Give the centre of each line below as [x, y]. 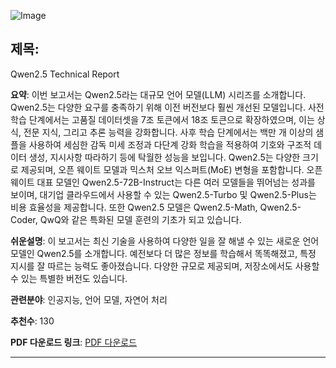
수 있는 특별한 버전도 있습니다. [69, 278]
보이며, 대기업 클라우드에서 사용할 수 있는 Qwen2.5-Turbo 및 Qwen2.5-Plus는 [163, 194]
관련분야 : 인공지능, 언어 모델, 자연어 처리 [89, 299]
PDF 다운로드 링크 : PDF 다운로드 [74, 342]
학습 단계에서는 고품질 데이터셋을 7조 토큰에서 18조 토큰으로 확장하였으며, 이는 [162, 119]
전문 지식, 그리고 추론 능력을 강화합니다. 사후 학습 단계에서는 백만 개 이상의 [168, 132]
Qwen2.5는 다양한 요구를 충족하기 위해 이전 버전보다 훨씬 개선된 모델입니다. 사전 [167, 107]
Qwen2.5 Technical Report [65, 74]
